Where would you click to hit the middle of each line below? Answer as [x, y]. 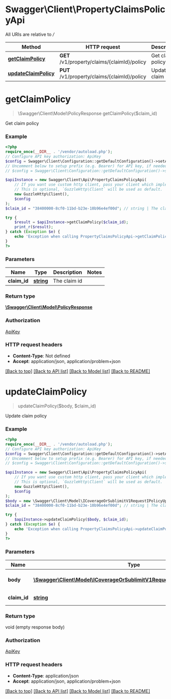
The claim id [68, 280]
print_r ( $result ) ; [34, 227]
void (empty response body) [35, 627]
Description [68, 272]
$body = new [18, 501]
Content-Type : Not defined [41, 356]
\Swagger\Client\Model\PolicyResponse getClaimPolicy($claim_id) [88, 113]
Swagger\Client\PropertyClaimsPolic [85, 9]
